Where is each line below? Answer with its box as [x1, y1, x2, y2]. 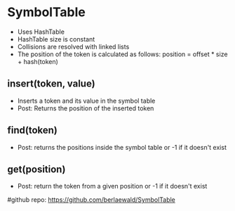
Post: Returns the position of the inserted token [17, 103, 154, 113]
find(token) [7, 124, 58, 136]
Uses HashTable [17, 27, 65, 36]
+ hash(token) [17, 57, 58, 65]
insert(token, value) [7, 78, 96, 90]
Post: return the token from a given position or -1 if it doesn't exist [17, 182, 208, 191]
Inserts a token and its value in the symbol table [17, 96, 156, 105]
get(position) [7, 163, 66, 175]
